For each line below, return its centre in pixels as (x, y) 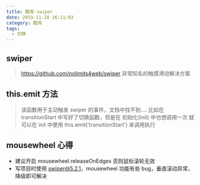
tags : (13, 28)
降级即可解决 (31, 176)
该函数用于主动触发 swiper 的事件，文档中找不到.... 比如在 (92, 110)
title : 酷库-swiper (30, 12)
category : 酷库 (24, 23)
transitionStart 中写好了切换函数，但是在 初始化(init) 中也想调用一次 (104, 117)
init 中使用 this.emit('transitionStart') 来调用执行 (97, 125)
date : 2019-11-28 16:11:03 (40, 17)
